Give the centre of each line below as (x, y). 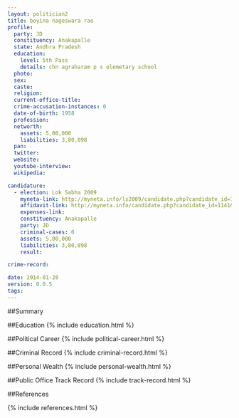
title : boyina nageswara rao (51, 21)
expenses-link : (43, 212)
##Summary (26, 311)
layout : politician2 (38, 14)
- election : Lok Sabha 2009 (55, 192)
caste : (23, 87)
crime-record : (28, 265)
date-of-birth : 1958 (44, 113)
